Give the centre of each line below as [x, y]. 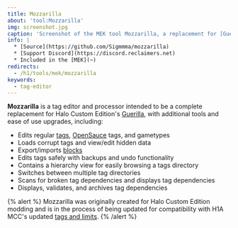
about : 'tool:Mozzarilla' [45, 21]
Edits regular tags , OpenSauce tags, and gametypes [93, 135]
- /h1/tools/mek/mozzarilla [55, 73]
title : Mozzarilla [34, 14]
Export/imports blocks [50, 150]
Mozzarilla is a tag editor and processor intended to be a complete [105, 106]
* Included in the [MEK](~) [55, 60]
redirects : [23, 67]
